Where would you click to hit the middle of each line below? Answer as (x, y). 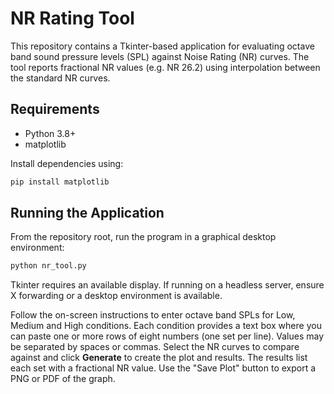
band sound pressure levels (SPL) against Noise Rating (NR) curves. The (160, 56)
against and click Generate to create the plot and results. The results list (159, 358)
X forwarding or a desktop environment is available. (116, 296)
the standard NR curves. (60, 78)
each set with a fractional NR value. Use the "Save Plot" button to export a (163, 368)
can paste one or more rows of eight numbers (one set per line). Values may (167, 336)
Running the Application (87, 213)
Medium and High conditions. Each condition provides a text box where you (166, 326)
